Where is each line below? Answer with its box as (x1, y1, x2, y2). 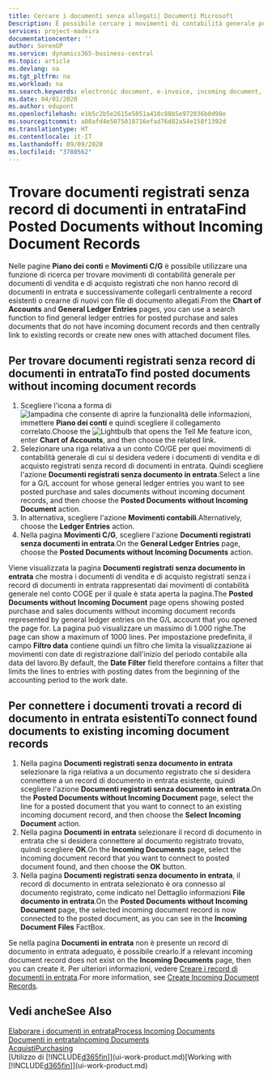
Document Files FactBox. (19, 922, 105, 932)
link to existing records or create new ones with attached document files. (8, 330, 252, 340)
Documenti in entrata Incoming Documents (8, 1034, 150, 1044)
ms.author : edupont (8, 102, 74, 110)
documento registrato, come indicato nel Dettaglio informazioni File (19, 887, 245, 897)
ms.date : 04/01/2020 (8, 95, 79, 103)
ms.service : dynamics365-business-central (8, 50, 154, 58)
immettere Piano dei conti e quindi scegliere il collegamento (19, 418, 221, 428)
